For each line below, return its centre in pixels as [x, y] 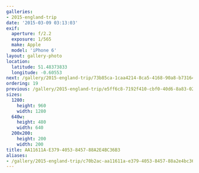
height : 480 [31, 122]
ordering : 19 [22, 84]
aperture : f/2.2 [31, 34]
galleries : [20, 12]
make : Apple [26, 45]
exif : [13, 28]
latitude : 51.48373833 [39, 67]
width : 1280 [31, 111]
